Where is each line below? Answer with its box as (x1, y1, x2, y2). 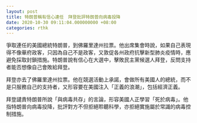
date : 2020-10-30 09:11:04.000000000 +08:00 (6, 19, 117, 25)
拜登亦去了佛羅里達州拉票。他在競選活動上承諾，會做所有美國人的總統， (6, 76, 181, 83)
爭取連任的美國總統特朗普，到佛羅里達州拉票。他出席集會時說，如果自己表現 (6, 42, 191, 49)
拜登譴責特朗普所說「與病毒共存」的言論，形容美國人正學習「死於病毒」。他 (6, 96, 189, 103)
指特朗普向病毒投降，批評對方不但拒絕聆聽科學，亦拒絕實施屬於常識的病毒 (6, 103, 186, 110)
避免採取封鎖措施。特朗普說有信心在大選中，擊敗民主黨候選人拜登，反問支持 (6, 56, 191, 63)
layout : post (6, 8, 38, 15)
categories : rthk (6, 25, 49, 31)
